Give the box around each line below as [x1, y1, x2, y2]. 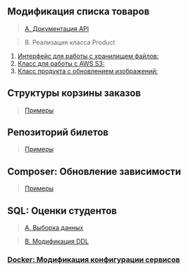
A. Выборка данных [24, 224, 84, 232]
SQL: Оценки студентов [7, 205, 118, 217]
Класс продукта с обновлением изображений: [17, 66, 158, 75]
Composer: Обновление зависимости [7, 165, 182, 177]
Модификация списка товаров [7, 6, 150, 18]
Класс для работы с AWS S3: [17, 59, 105, 68]
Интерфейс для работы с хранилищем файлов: [17, 52, 159, 60]
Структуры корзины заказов [7, 88, 142, 100]
